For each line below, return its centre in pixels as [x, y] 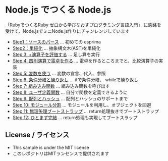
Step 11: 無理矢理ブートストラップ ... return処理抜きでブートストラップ [86, 111]
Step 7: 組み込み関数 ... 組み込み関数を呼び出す [61, 86]
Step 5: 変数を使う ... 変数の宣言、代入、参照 [59, 73]
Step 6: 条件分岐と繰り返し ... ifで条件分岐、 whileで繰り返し [75, 79]
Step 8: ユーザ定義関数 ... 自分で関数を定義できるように [70, 92]
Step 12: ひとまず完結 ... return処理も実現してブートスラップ [75, 117]
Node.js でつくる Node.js [58, 10]
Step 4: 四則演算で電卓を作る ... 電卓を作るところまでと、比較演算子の [86, 61]
